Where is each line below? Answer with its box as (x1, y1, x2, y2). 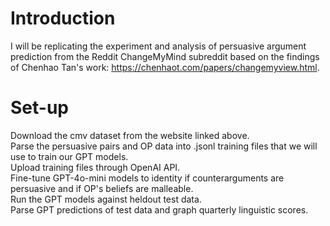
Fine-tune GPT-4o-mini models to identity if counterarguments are (10, 172, 285, 184)
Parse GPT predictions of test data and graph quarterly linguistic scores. (10, 203, 309, 216)
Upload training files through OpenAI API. (10, 161, 181, 173)
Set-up (10, 97, 69, 119)
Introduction (10, 7, 116, 30)
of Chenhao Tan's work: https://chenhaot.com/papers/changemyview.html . (10, 61, 320, 73)
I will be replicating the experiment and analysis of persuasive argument (10, 40, 307, 52)
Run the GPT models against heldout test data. (10, 193, 202, 205)
